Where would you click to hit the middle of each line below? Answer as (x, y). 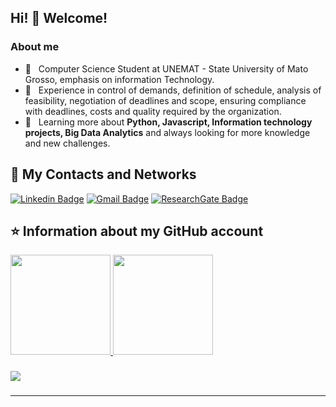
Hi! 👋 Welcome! (59, 18)
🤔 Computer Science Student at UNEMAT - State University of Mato (166, 68)
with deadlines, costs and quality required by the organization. (153, 111)
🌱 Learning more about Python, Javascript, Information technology (168, 122)
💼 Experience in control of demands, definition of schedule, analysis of (173, 90)
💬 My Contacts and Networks (103, 174)
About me (35, 47)
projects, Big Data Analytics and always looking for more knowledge (167, 132)
